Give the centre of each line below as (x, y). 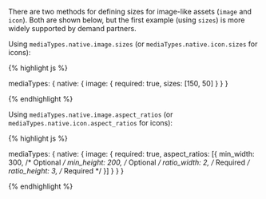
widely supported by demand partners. (73, 28)
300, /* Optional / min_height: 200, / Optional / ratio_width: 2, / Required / (129, 162)
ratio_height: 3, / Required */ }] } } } (66, 171)
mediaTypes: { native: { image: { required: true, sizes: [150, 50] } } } (118, 84)
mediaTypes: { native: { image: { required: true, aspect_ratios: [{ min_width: (131, 154)
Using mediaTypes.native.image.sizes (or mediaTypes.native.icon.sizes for (133, 44)
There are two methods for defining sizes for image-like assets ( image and (130, 12)
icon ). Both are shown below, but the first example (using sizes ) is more (127, 20)
